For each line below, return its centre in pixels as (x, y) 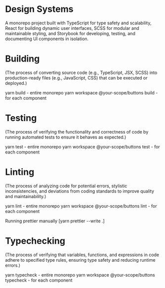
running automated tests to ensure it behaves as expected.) (66, 137)
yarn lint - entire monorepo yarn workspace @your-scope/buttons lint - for (81, 206)
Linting (20, 172)
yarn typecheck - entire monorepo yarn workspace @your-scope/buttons (80, 275)
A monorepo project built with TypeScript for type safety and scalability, (78, 23)
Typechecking (35, 241)
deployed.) (16, 83)
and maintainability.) (26, 196)
